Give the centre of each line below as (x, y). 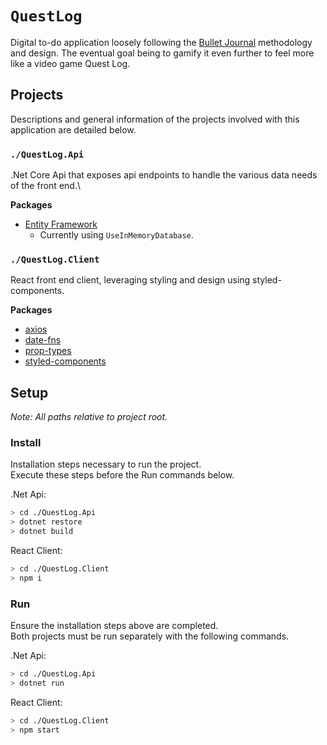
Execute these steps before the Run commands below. (122, 475)
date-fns (43, 340)
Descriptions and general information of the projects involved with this (155, 119)
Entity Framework (61, 224)
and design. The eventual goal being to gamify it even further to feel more (162, 53)
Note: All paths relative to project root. (89, 417)
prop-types (48, 351)
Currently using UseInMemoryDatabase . (116, 235)
